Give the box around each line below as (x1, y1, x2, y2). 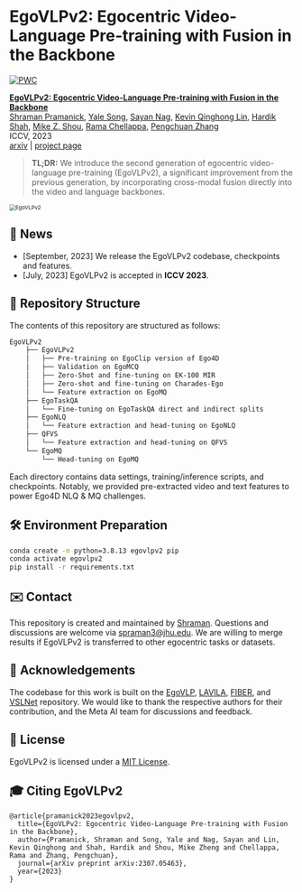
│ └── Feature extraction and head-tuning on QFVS (25, 438, 228, 448)
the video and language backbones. (31, 186, 165, 197)
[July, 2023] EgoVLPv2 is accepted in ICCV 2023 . (22, 269, 209, 281)
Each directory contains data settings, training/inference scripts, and (9, 471, 264, 482)
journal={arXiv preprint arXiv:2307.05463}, (17, 859, 188, 869)
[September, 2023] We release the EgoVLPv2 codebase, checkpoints (22, 250, 280, 261)
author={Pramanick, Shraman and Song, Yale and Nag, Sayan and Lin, (17, 835, 280, 845)
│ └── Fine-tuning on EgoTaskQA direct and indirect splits (25, 404, 264, 413)
